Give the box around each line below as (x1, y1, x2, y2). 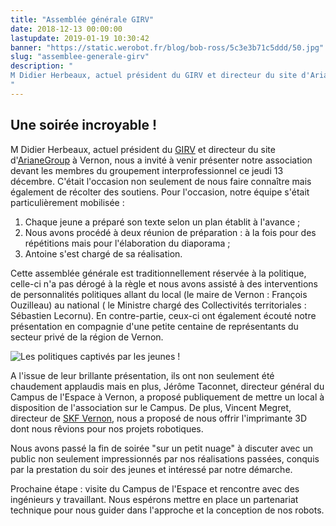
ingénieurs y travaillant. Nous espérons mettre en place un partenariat (10, 493, 299, 505)
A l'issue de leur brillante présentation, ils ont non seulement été (10, 369, 275, 381)
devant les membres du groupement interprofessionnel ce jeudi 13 (10, 164, 284, 176)
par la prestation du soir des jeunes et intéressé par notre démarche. (10, 463, 293, 475)
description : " (10, 61, 74, 71)
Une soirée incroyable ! (10, 117, 158, 134)
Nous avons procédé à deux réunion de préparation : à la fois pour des (24, 226, 317, 238)
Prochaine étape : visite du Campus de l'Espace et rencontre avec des (10, 482, 300, 495)
